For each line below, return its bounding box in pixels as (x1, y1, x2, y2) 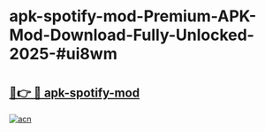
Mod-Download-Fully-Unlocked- (9, 25, 254, 45)
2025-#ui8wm (9, 44, 117, 64)
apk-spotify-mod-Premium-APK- (9, 6, 257, 27)
